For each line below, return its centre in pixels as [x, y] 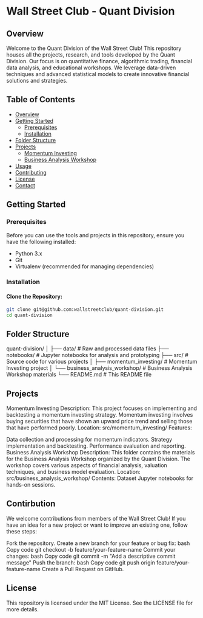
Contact [25, 185]
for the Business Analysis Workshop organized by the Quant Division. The [98, 459]
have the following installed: [41, 241]
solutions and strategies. [37, 81]
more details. [23, 609]
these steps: [22, 531]
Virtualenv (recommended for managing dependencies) [85, 266]
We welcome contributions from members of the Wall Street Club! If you [96, 518]
